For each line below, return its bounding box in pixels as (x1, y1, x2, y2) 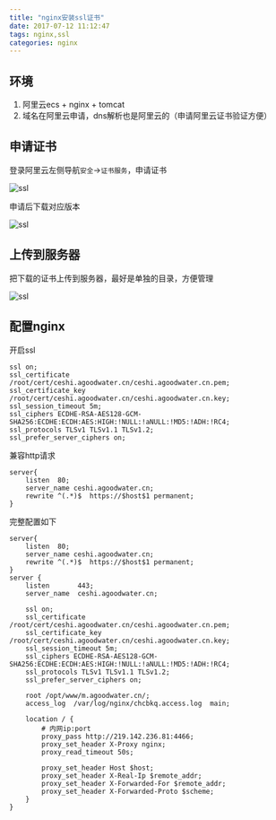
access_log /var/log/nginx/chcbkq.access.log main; (25, 699, 230, 708)
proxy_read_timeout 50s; (41, 747, 134, 756)
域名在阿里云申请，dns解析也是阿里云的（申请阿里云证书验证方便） (22, 110, 272, 121)
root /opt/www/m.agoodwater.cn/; (25, 691, 151, 700)
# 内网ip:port (41, 724, 91, 733)
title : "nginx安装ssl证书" (9, 13, 105, 22)
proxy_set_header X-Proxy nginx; (41, 739, 167, 749)
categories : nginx (9, 38, 78, 48)
